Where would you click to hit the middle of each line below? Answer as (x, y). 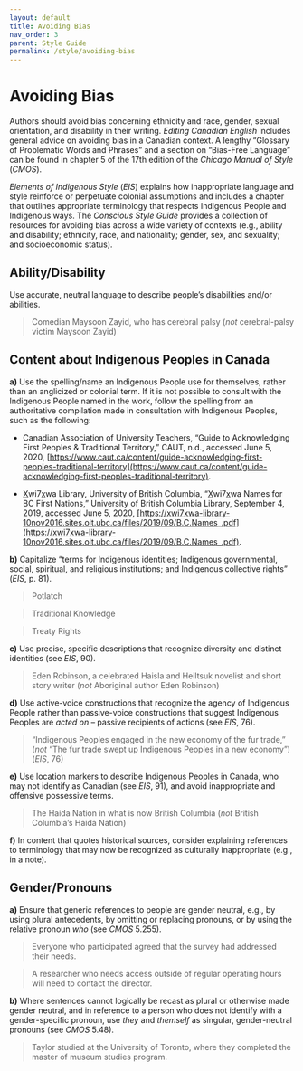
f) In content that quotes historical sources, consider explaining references (148, 840)
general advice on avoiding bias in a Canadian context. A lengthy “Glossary (149, 140)
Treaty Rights (56, 630)
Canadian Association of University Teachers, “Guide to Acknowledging (156, 437)
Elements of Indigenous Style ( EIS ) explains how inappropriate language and (151, 187)
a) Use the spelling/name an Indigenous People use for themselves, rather (148, 382)
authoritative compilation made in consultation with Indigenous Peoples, (143, 410)
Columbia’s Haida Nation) (79, 822)
